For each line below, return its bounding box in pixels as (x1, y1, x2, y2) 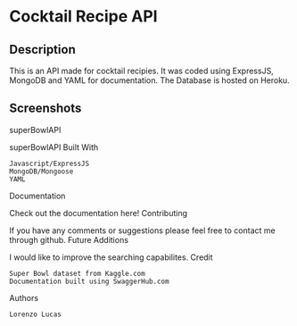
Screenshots (9, 101, 82, 116)
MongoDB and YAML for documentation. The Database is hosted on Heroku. (9, 75, 290, 86)
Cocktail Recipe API (9, 6, 158, 27)
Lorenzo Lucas (9, 310, 62, 319)
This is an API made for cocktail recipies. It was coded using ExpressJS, (9, 65, 274, 76)
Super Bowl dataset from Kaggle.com (9, 269, 145, 278)
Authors (9, 292, 38, 303)
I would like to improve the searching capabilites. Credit (9, 252, 213, 263)
